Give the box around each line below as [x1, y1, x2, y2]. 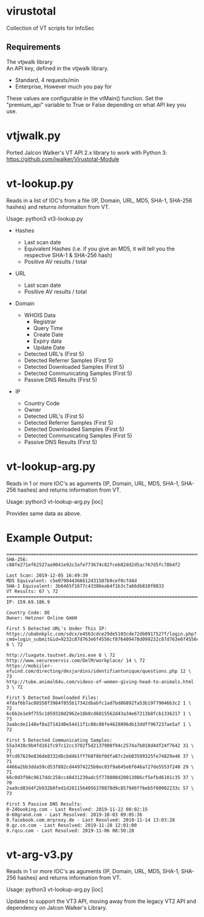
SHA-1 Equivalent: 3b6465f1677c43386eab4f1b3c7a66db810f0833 [6, 583, 165, 589]
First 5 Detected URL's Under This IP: [6, 625, 107, 631]
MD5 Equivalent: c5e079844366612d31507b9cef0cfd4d [6, 577, 137, 584]
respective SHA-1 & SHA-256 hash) [24, 251, 113, 259]
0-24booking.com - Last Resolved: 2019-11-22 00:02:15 [6, 806, 148, 812]
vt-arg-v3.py [6, 848, 73, 861]
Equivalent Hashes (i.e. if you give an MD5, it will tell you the [24, 245, 175, 252]
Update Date [33, 343, 65, 351]
